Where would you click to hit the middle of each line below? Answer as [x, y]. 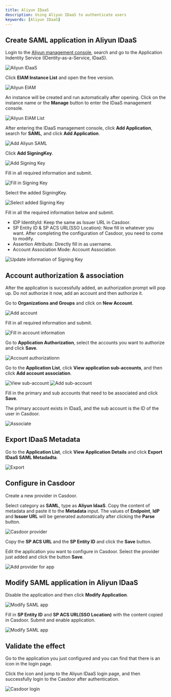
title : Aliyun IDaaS [27, 10]
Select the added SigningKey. [36, 193]
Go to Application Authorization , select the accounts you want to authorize [85, 343]
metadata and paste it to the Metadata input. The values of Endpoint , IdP [82, 511]
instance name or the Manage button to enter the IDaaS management [78, 103]
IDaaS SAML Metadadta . [32, 457]
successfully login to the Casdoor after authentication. [62, 679]
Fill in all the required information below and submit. [60, 213]
